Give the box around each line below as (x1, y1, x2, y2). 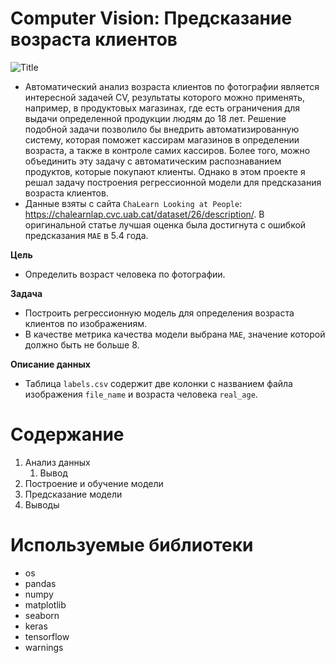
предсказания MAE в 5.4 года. (24, 229, 149, 241)
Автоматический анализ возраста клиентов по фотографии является (24, 80, 320, 92)
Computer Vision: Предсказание (10, 7, 293, 30)
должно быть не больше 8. (24, 338, 140, 351)
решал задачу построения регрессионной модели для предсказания (24, 176, 322, 188)
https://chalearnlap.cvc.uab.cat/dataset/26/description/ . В (24, 208, 265, 220)
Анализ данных (24, 456, 91, 468)
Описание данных (10, 358, 91, 370)
